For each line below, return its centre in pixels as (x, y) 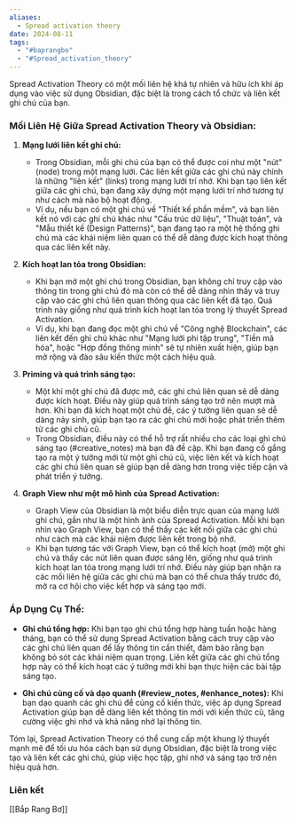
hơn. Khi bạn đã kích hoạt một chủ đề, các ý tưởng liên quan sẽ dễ (156, 410)
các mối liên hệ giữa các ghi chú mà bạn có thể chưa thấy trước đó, (158, 577)
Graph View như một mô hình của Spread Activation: (121, 494)
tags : (19, 42)
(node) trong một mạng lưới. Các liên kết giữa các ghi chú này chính (159, 172)
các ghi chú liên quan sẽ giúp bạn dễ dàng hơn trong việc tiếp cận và (161, 467)
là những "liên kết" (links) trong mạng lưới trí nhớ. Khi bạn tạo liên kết (161, 181)
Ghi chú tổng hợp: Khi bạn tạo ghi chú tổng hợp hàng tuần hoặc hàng (149, 629)
